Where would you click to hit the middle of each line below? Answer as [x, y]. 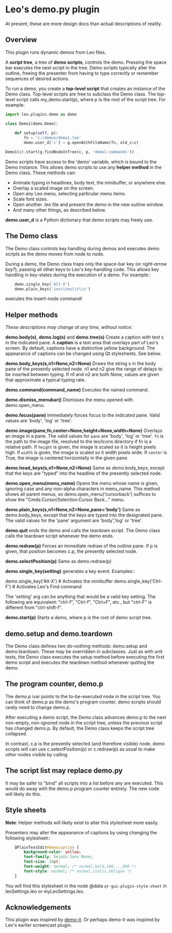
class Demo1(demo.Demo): [32, 124]
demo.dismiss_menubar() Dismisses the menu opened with [69, 400]
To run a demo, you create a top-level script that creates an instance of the [85, 88]
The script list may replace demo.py [64, 771]
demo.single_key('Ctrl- [138, 581]
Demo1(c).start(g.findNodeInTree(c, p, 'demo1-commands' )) [70, 152]
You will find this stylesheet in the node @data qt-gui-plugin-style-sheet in [86, 886]
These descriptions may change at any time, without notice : [69, 327]
